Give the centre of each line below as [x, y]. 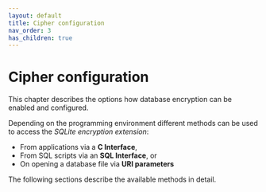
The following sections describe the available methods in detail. [112, 179]
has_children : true [40, 38]
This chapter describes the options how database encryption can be [120, 100]
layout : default [35, 16]
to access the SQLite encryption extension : [79, 131]
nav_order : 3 [30, 30]
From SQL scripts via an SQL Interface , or [88, 155]
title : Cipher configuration [56, 23]
